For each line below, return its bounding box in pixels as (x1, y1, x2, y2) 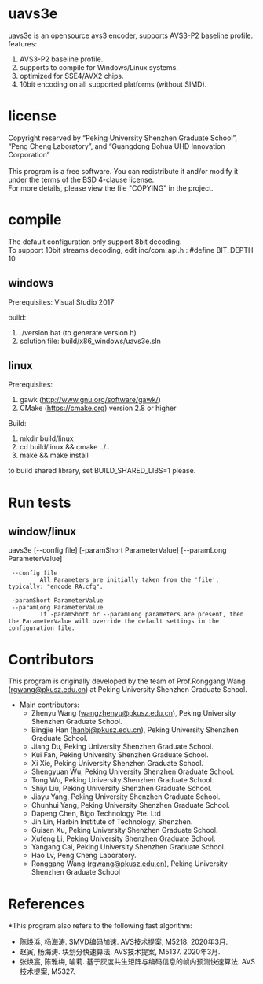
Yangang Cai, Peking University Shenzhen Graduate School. (31, 842, 226, 852)
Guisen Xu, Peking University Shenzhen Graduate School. (31, 826, 218, 835)
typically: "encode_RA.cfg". (8, 583, 104, 591)
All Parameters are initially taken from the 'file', (39, 576, 220, 584)
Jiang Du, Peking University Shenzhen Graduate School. (31, 742, 214, 752)
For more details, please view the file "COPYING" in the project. (8, 183, 214, 193)
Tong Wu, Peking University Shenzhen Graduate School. (31, 775, 214, 785)
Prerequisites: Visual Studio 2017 (8, 297, 115, 307)
